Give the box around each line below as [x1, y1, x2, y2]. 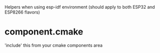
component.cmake [4, 26, 83, 37]
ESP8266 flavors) [4, 9, 40, 15]
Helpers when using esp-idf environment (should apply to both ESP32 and [4, 4, 155, 10]
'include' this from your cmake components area [4, 42, 103, 48]
